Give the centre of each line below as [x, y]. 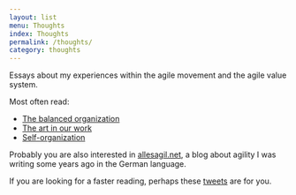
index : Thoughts [39, 34]
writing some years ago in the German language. [98, 164]
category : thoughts [45, 50]
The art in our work [57, 128]
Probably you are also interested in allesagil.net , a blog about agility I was [143, 154]
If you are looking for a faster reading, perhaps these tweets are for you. [140, 181]
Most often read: [39, 101]
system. [23, 85]
